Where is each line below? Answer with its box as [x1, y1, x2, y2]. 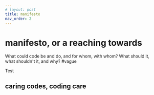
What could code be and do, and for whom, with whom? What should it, [5, 53, 150, 59]
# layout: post [5, 7, 36, 12]
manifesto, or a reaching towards [5, 37, 143, 48]
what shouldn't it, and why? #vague [5, 58, 77, 64]
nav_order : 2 [5, 16, 32, 21]
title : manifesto [5, 12, 41, 17]
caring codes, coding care [5, 82, 87, 90]
